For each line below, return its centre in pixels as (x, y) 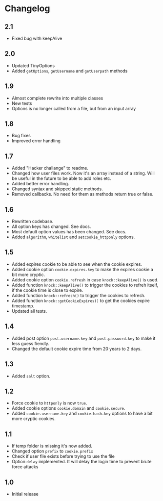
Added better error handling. (40, 184)
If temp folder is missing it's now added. (52, 446)
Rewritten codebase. (32, 222)
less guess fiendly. (31, 343)
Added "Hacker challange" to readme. (50, 168)
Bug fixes (21, 136)
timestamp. (23, 306)
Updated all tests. (29, 311)
